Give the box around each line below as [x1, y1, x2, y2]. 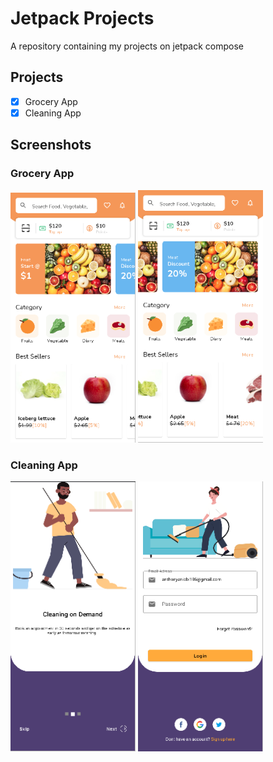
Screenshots [10, 137, 92, 154]
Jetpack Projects [10, 7, 155, 30]
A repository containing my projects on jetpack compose [10, 40, 244, 52]
